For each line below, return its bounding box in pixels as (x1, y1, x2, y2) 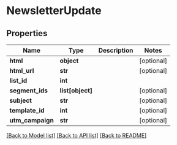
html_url (9, 67, 34, 75)
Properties (6, 28, 48, 39)
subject (9, 96, 32, 105)
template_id (9, 106, 45, 114)
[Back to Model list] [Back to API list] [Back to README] (6, 132, 147, 139)
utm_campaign (9, 116, 54, 124)
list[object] (59, 86, 93, 95)
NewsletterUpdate (6, 4, 102, 18)
